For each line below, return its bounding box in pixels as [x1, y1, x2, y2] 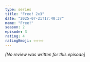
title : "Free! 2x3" [5, 12, 45, 16]
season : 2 [5, 25, 25, 30]
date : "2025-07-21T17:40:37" [5, 16, 64, 21]
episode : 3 [5, 29, 27, 34]
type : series [5, 7, 32, 12]
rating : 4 [5, 34, 25, 39]
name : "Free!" [5, 20, 34, 25]
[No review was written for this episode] [5, 51, 86, 57]
